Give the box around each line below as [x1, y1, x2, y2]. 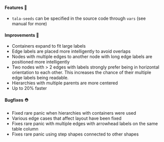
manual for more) [11, 21, 47, 27]
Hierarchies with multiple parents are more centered [11, 80, 118, 86]
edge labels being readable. [11, 75, 69, 81]
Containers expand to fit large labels [11, 43, 86, 49]
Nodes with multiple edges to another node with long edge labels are [11, 54, 153, 60]
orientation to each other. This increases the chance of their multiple [11, 70, 152, 75]
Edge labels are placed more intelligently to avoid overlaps [11, 48, 131, 55]
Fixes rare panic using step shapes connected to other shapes [11, 131, 139, 137]
